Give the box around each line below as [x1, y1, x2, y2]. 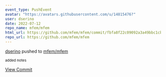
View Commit [5, 66, 33, 72]
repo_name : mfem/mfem [5, 26, 50, 31]
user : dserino [5, 16, 35, 21]
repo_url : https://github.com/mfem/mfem [5, 35, 90, 40]
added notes [5, 58, 27, 63]
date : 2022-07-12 [5, 21, 41, 26]
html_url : [5, 30, 26, 35]
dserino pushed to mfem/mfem [5, 48, 68, 54]
